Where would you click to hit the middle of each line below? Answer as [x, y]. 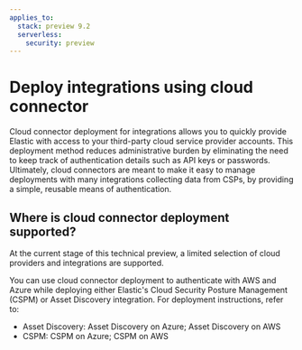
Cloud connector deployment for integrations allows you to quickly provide [148, 132]
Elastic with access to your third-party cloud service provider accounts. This [151, 142]
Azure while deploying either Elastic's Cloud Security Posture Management [149, 290]
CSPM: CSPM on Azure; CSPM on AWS [95, 336]
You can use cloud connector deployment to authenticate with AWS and [143, 280]
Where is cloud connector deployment [119, 217]
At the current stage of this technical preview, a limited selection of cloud [145, 253]
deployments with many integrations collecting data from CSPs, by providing [151, 180]
